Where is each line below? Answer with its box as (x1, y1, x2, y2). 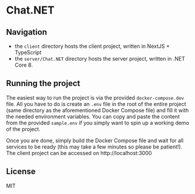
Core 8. (14, 61, 33, 68)
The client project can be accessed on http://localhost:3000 (6, 149, 152, 156)
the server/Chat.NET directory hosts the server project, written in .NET (14, 55, 186, 62)
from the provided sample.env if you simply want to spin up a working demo (6, 119, 190, 126)
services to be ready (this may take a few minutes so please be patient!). (6, 143, 183, 150)
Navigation (6, 27, 47, 37)
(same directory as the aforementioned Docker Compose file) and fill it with (6, 107, 189, 114)
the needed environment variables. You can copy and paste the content (6, 113, 180, 120)
